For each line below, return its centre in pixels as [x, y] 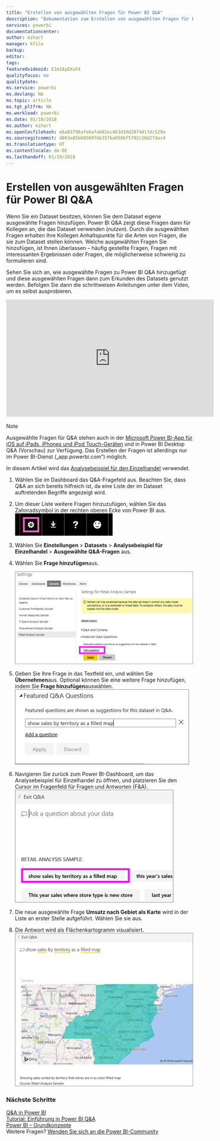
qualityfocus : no [28, 75]
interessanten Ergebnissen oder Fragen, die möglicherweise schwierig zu [96, 254]
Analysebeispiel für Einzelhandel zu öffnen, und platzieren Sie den [96, 780]
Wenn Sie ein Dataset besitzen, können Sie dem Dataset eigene [84, 216]
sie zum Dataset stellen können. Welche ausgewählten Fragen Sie [87, 242]
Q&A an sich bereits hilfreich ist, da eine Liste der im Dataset [89, 486]
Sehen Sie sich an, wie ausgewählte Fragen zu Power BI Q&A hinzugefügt [96, 272]
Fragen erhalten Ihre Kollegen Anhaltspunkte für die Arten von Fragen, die [96, 235]
